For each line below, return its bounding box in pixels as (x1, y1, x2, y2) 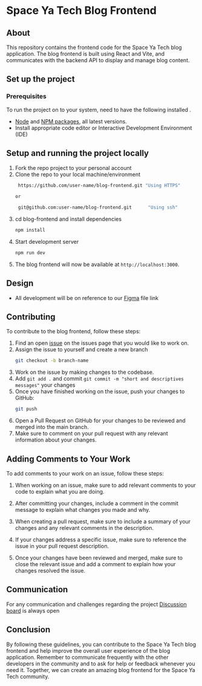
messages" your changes (15, 382, 76, 389)
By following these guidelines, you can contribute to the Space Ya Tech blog (6, 641, 197, 648)
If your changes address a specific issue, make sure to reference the (15, 536, 186, 543)
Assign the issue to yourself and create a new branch (15, 346, 148, 353)
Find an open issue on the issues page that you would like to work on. (15, 339, 189, 347)
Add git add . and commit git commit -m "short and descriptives (15, 375, 184, 382)
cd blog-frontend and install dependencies (15, 215, 122, 223)
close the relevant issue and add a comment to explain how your (15, 560, 176, 567)
